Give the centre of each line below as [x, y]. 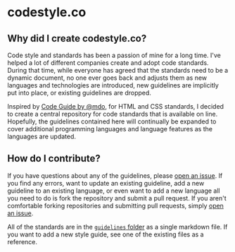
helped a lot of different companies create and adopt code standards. [108, 63]
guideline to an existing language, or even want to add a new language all [114, 191]
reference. [22, 241]
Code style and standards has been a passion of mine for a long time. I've [114, 55]
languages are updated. [42, 136]
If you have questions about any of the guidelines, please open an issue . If [115, 175]
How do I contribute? [54, 158]
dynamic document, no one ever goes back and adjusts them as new [107, 78]
